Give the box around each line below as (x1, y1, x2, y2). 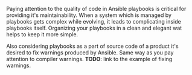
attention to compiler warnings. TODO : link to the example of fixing (6, 56, 173, 62)
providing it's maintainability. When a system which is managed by (6, 11, 172, 19)
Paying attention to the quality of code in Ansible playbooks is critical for (6, 5, 187, 12)
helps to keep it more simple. (6, 31, 78, 38)
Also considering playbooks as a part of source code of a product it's (6, 42, 179, 50)
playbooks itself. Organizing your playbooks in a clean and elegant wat (6, 24, 182, 31)
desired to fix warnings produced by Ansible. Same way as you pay (6, 49, 174, 56)
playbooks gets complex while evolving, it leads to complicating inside (6, 18, 181, 25)
